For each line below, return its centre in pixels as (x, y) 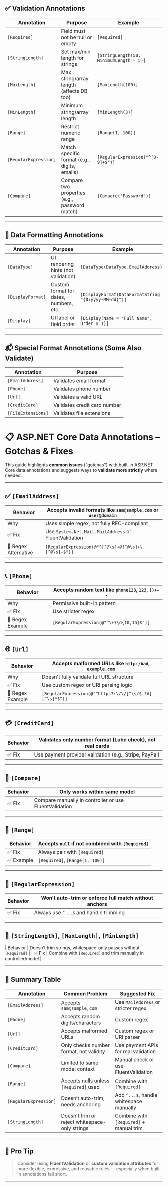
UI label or (63, 317)
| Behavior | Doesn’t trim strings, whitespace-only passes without (72, 948)
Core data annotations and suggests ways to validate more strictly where (81, 470)
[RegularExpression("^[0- (128, 157)
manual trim (129, 1128)
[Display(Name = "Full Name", (116, 318)
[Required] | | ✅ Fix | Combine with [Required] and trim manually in (74, 953)
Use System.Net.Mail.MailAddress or (89, 532)
